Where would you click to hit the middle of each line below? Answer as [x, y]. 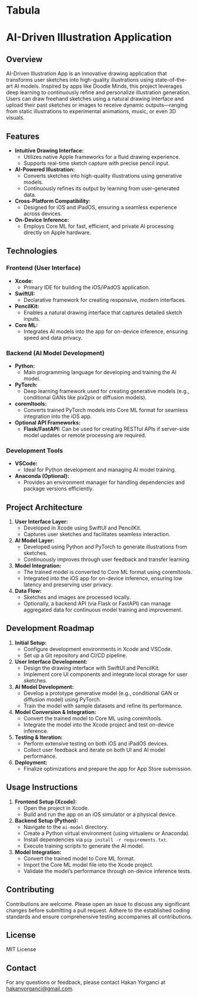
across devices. [43, 213]
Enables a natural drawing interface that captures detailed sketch [103, 313]
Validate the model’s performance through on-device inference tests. [108, 871]
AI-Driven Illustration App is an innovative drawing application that [87, 74]
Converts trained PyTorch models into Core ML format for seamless [106, 410]
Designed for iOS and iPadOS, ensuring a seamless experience [100, 207]
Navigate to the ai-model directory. [66, 827]
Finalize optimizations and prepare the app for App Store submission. [108, 769]
